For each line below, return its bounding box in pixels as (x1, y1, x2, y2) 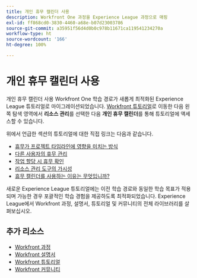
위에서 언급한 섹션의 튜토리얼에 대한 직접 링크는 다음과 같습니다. (6, 130, 154, 137)
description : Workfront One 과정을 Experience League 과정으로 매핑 (6, 14, 168, 20)
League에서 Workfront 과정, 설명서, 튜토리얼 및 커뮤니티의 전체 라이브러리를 (6, 200, 183, 207)
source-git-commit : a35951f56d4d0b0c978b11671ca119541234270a (6, 25, 163, 31)
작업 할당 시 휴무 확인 (14, 157, 64, 165)
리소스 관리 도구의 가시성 (14, 165, 72, 172)
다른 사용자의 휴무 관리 (14, 150, 68, 157)
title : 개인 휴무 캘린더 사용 (6, 8, 70, 15)
